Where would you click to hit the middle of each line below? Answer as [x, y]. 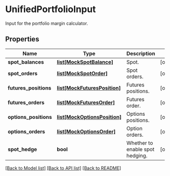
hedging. [137, 155]
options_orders [27, 131]
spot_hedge [23, 149]
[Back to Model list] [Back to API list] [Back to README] [63, 168]
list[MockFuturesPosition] [89, 88]
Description [141, 53]
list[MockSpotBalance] [85, 62]
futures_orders [26, 102]
